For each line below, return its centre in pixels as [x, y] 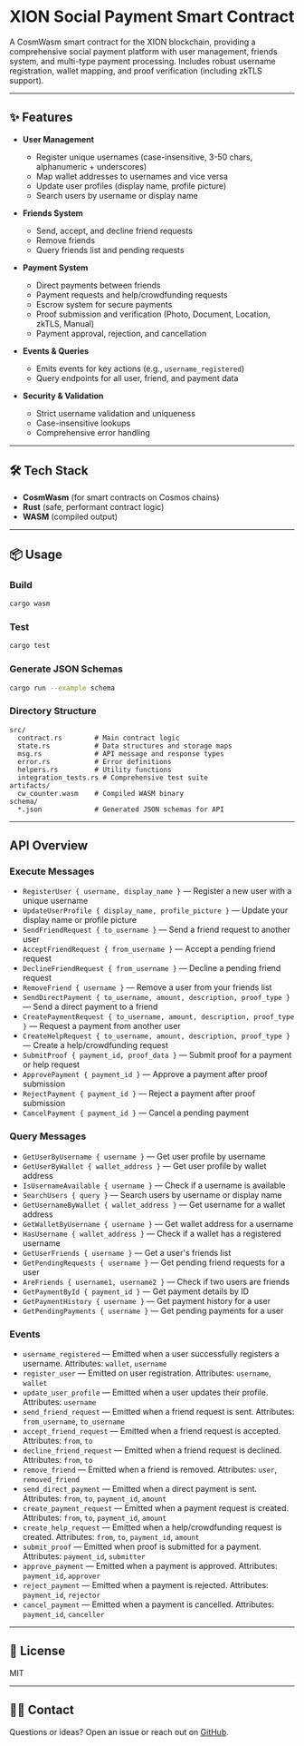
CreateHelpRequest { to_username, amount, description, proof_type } [157, 1036]
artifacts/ [30, 785]
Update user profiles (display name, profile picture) [131, 186]
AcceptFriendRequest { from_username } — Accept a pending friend [149, 949]
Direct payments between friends [98, 285]
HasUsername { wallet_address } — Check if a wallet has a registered [152, 1233]
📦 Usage [36, 554]
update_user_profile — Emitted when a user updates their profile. [145, 1393]
